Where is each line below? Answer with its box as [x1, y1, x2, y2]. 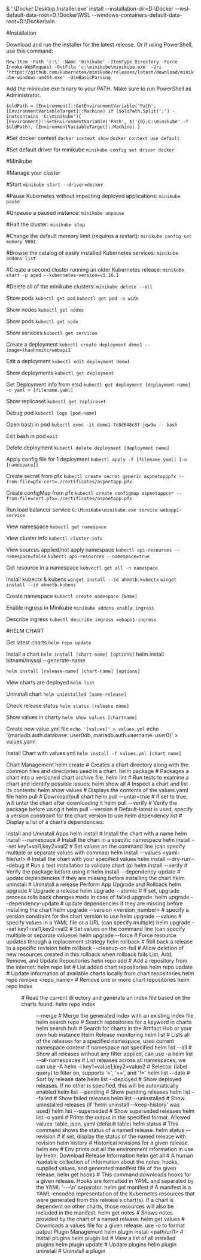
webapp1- [160, 507, 182, 513]
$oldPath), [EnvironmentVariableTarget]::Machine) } [6, 124, 141, 130]
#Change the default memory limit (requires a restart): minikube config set [6, 233, 192, 239]
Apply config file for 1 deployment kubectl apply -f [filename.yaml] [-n [6, 456, 187, 462]
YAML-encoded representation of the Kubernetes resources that [36, 1190, 195, 1197]
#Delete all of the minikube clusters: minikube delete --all [6, 283, 153, 290]
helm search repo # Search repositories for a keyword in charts [36, 1018, 192, 1025]
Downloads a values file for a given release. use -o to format [36, 1222, 185, 1229]
